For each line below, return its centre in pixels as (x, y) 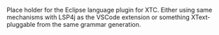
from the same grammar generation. (89, 24)
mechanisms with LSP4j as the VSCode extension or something (98, 17)
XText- (201, 17)
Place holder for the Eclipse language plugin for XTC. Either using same (109, 10)
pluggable (21, 24)
